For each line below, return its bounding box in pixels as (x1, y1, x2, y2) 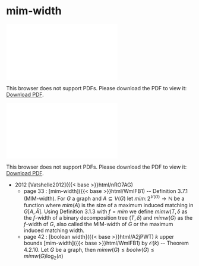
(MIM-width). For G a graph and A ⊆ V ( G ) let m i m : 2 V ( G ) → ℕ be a (23, 194, 185, 202)
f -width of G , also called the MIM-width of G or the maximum (23, 220, 173, 227)
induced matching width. (23, 227, 85, 234)
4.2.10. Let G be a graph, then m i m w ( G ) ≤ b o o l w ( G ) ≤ (23, 246, 154, 253)
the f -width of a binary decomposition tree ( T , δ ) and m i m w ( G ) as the (23, 214, 193, 221)
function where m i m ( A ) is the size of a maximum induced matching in (23, 201, 194, 208)
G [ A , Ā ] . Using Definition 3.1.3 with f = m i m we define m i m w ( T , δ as (23, 208, 188, 215)
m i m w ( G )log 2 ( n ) (23, 252, 64, 261)
